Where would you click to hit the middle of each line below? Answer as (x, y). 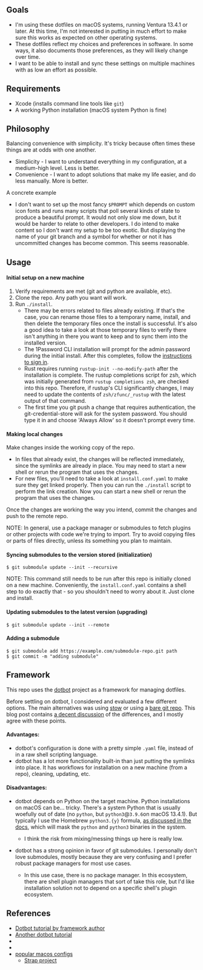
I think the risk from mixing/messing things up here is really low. (104, 839)
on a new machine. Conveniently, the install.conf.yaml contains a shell (96, 585)
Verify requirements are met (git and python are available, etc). (93, 291)
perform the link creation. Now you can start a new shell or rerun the (101, 491)
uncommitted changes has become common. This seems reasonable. (102, 243)
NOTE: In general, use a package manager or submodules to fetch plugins (98, 528)
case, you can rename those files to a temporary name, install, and (107, 317)
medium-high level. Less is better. (57, 168)
